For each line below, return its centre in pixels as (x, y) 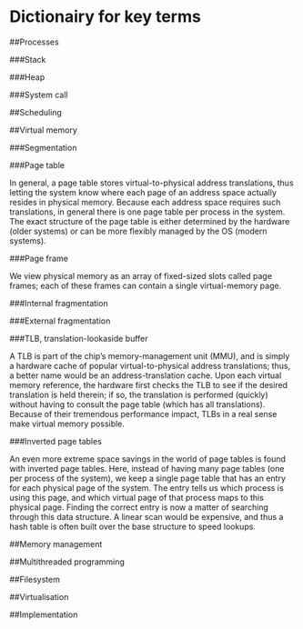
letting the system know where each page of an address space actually (143, 192)
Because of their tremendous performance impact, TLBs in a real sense (143, 414)
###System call (39, 95)
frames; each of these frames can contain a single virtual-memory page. (146, 285)
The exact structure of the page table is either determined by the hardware (150, 221)
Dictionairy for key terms (106, 17)
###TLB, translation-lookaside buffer (79, 338)
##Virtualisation (39, 596)
